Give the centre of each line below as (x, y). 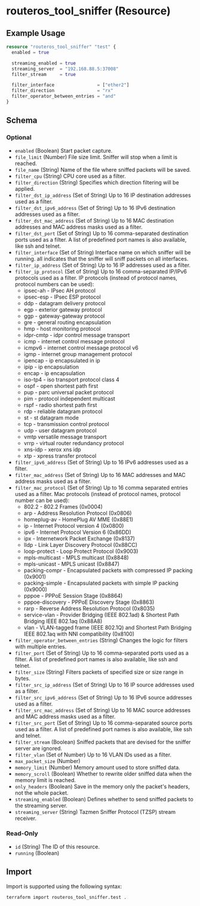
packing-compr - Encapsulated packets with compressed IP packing (108, 570)
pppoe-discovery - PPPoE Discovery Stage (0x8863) (89, 602)
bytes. (23, 678)
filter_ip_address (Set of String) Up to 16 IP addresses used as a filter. (103, 265)
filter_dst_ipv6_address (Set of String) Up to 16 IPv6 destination (95, 208)
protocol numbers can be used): (54, 284)
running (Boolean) (37, 853)
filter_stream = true (44, 74)
